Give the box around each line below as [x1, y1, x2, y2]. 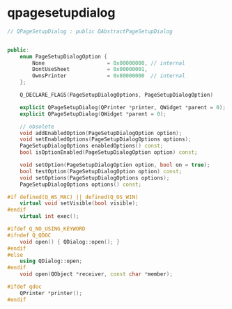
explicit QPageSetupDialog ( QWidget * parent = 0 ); [20, 110, 167, 118]
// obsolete [20, 123, 54, 130]
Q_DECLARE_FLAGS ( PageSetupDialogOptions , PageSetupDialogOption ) [20, 92, 214, 99]
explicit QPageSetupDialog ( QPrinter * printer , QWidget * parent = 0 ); [20, 104, 226, 111]
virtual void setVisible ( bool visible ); [20, 200, 139, 207]
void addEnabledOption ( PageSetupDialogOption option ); [20, 129, 183, 136]
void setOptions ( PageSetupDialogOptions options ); [20, 174, 170, 182]
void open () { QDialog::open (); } [20, 238, 120, 245]
